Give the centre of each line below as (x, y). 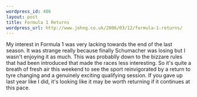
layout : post (22, 17)
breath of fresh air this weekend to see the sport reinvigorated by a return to (98, 69)
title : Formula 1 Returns (38, 22)
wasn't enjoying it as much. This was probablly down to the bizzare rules (94, 57)
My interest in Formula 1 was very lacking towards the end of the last (89, 44)
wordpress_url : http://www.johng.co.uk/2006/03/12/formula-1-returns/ (94, 28)
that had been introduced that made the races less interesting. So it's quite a (99, 63)
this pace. (18, 88)
